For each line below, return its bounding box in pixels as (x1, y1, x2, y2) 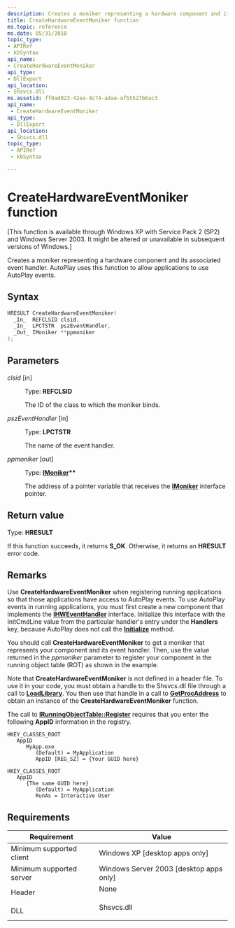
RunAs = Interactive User (35, 792, 111, 799)
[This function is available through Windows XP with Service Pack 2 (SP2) (7, 227, 220, 236)
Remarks (7, 569, 48, 581)
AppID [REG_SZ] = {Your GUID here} (35, 756, 139, 763)
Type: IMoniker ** (24, 468, 76, 476)
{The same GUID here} (25, 780, 90, 787)
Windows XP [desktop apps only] (99, 848, 209, 858)
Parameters (7, 355, 59, 367)
